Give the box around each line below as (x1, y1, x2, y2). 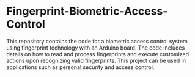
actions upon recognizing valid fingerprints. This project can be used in (6, 57, 186, 64)
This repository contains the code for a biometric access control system (6, 37, 188, 45)
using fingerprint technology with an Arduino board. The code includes (6, 44, 185, 51)
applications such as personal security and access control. (6, 63, 155, 71)
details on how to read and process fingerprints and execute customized (6, 50, 189, 57)
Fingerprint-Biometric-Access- (6, 4, 168, 18)
